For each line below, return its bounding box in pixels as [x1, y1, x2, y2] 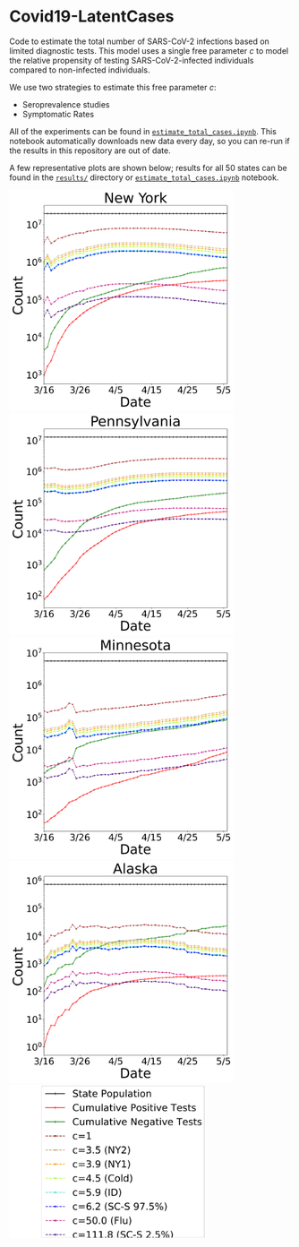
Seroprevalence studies [21, 99, 110, 109]
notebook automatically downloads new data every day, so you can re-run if [9, 135, 291, 146]
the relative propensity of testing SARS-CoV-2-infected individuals [9, 55, 254, 65]
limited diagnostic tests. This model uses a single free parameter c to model [9, 45, 289, 56]
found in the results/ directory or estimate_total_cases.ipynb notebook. [9, 172, 279, 183]
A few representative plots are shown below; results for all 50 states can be [9, 162, 288, 173]
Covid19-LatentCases [9, 6, 175, 27]
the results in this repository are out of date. [9, 145, 172, 156]
